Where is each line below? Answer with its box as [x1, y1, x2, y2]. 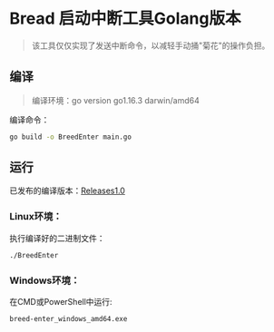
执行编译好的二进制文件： [9, 232, 105, 243]
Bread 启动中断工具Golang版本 [9, 8, 241, 29]
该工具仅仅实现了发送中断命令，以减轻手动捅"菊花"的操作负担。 [31, 40, 270, 51]
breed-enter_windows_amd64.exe [9, 314, 128, 323]
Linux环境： [9, 210, 63, 223]
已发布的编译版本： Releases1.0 [9, 185, 125, 196]
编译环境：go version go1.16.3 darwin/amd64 [31, 94, 200, 105]
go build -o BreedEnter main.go [9, 132, 132, 142]
